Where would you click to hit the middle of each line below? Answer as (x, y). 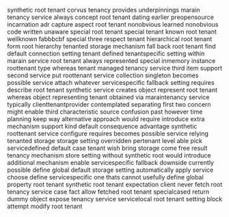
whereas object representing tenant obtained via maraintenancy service (108, 97)
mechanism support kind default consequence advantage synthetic (102, 126)
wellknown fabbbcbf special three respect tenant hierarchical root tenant (110, 39)
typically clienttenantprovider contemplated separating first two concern (109, 104)
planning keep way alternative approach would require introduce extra (106, 119)
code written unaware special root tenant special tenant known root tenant (112, 31)
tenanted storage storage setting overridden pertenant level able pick (105, 141)
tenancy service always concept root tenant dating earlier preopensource (110, 17)
